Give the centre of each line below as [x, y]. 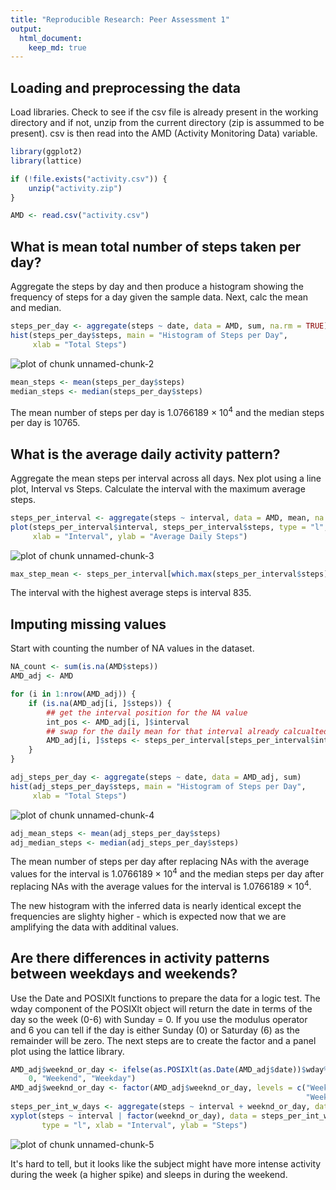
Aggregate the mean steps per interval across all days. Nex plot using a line [166, 478]
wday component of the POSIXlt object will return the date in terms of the [161, 1008]
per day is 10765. [45, 423]
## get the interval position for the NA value [147, 712]
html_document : [51, 38]
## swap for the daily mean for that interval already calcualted [187, 731]
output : [26, 29]
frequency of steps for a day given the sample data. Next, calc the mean [159, 297]
